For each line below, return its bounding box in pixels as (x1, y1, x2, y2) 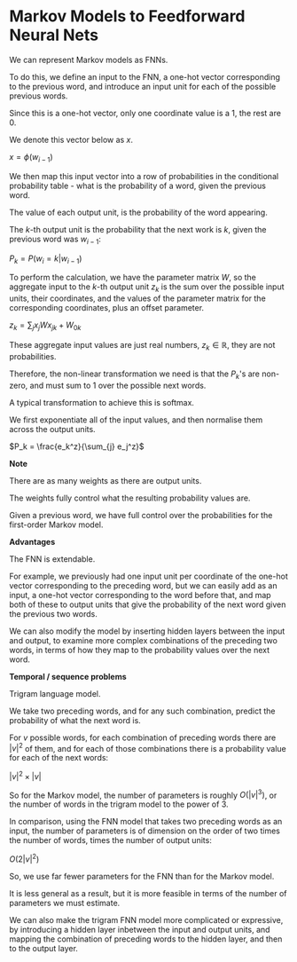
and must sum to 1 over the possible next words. (29, 380, 207, 390)
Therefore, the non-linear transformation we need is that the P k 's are (9, 368, 260, 381)
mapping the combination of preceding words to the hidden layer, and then (9, 934, 283, 944)
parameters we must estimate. (9, 898, 121, 909)
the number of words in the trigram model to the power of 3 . (9, 799, 229, 809)
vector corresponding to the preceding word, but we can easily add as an (9, 580, 277, 591)
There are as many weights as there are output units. (9, 475, 202, 485)
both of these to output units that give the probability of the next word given (9, 599, 286, 610)
